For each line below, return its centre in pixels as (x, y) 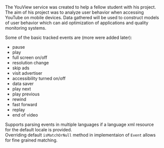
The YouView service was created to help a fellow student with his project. (81, 7)
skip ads (21, 68)
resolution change (30, 63)
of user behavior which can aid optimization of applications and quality (77, 23)
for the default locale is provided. (39, 130)
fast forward (25, 104)
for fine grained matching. (31, 140)
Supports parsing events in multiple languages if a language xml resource (80, 124)
